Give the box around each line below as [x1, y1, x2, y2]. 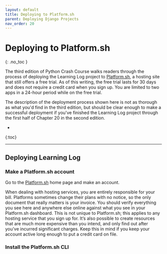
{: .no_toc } [5, 59, 28, 65]
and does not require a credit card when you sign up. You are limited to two [5, 84, 160, 90]
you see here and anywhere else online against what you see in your [5, 204, 146, 211]
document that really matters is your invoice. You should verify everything [5, 199, 157, 205]
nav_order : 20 [5, 21, 35, 26]
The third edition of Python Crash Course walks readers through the [5, 68, 145, 74]
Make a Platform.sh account [5, 168, 75, 175]
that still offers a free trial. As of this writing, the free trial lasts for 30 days [5, 79, 157, 85]
